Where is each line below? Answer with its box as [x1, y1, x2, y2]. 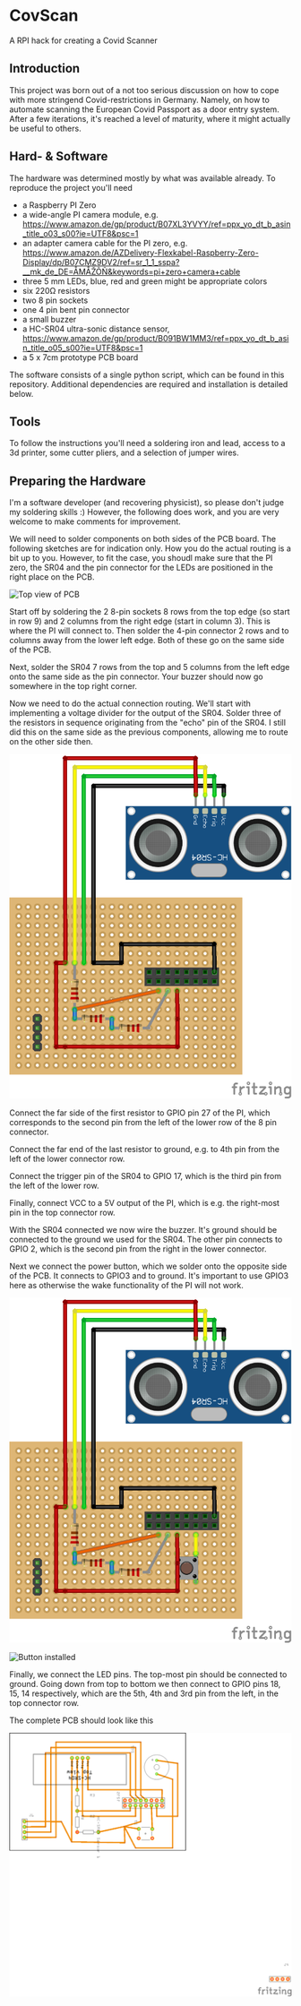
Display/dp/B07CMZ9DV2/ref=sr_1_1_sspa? [21, 256, 180, 267]
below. [9, 388, 34, 399]
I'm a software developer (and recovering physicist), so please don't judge [9, 497, 285, 508]
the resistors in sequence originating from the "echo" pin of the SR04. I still [9, 718, 287, 728]
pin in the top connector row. [9, 1207, 116, 1218]
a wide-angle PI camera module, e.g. [21, 209, 159, 220]
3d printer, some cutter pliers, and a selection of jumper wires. [9, 447, 239, 458]
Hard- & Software [9, 149, 108, 164]
